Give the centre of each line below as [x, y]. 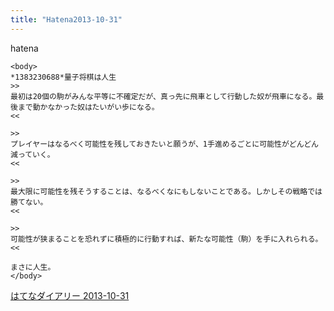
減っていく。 [32, 154]
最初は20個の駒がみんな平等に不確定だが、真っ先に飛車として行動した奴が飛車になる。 [163, 96]
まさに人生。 [33, 267]
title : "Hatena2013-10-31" [66, 19]
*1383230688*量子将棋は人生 [63, 77]
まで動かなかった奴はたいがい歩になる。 [88, 107]
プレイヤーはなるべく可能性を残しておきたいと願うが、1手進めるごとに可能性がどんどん [165, 144]
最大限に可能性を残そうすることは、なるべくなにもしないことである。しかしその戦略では [166, 191]
